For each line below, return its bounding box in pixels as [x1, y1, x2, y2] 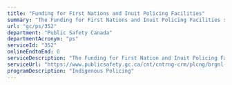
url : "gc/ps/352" [7, 23, 57, 29]
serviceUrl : [7, 61, 41, 68]
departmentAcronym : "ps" [7, 36, 79, 42]
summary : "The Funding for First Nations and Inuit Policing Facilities [7, 16, 221, 23]
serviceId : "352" [7, 42, 57, 49]
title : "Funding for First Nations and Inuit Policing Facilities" [7, 10, 206, 17]
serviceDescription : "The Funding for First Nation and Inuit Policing [7, 55, 217, 62]
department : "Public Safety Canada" [7, 29, 113, 36]
